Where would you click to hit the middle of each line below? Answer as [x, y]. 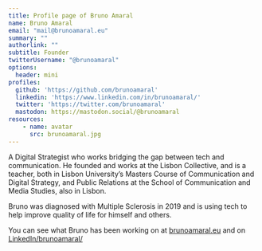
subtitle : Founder [39, 53]
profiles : [25, 82]
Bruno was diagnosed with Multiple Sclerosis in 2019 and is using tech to [128, 206]
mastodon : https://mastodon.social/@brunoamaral [98, 112]
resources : [26, 120]
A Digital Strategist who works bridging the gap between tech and [116, 157]
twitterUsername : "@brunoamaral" [64, 61]
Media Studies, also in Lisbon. [57, 190]
